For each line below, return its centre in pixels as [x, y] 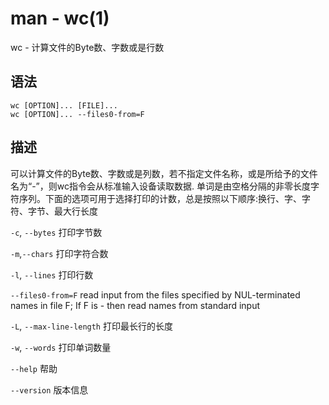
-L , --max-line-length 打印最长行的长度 [91, 326]
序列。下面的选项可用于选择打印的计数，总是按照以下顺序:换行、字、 [160, 198]
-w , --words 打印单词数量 [61, 347]
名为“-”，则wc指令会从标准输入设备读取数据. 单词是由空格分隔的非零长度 [160, 186]
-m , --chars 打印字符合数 [59, 253]
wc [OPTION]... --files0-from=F [77, 114]
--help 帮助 [34, 368]
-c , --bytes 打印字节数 [56, 232]
